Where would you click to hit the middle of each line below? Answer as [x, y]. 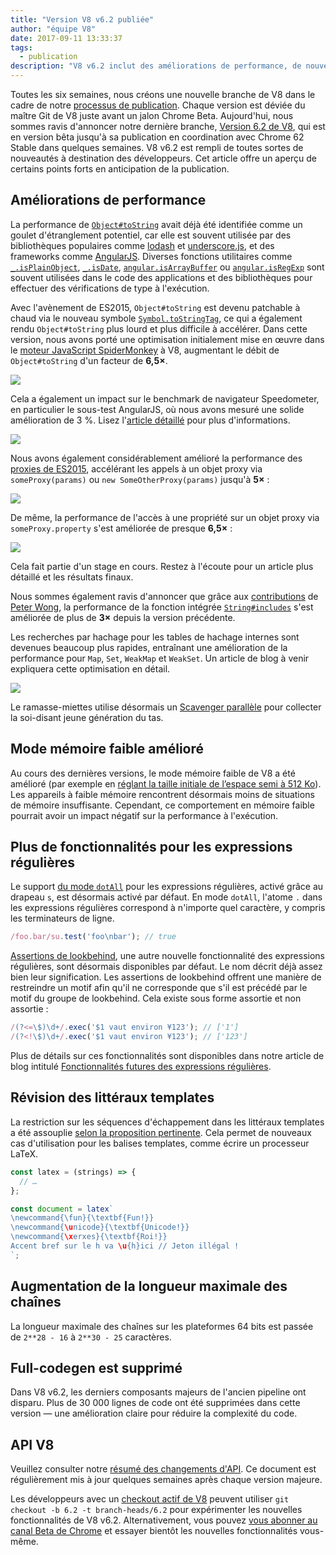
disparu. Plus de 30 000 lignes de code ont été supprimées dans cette [155, 1403]
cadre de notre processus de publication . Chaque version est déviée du [158, 105]
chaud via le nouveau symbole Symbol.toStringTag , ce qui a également [156, 318]
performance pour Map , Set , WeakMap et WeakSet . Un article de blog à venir [160, 658]
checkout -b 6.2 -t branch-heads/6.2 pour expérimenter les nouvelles [156, 1510]
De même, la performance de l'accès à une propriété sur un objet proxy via [165, 517]
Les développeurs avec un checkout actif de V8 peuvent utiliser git [150, 1499]
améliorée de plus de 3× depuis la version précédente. [123, 617]
